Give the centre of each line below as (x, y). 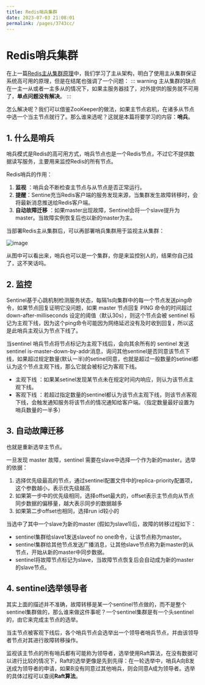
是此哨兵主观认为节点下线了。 (44, 331)
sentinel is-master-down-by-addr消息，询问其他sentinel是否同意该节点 (95, 351)
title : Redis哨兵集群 (32, 12)
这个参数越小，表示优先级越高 (52, 488)
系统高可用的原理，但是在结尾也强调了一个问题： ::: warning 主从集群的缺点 (101, 81)
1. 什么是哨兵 (31, 138)
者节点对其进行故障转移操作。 (44, 640)
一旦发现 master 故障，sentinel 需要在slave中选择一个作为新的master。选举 (101, 460)
